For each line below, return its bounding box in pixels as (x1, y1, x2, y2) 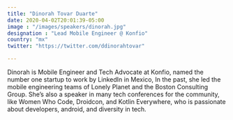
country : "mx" (7, 36, 49, 43)
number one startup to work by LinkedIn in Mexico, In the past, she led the (7, 75, 221, 84)
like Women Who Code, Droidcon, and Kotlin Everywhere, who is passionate (7, 98, 226, 105)
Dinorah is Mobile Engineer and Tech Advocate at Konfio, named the (7, 68, 204, 76)
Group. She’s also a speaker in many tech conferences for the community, (7, 90, 220, 98)
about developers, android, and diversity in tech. (7, 105, 146, 113)
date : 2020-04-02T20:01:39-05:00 (7, 17, 105, 24)
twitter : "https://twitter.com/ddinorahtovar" (7, 43, 145, 50)
